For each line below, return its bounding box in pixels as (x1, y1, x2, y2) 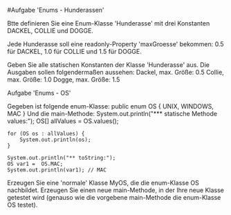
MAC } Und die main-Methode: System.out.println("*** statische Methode (7, 110, 218, 118)
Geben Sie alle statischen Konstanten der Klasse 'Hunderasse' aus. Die (7, 61, 210, 68)
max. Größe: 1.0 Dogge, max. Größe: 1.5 (7, 75, 120, 84)
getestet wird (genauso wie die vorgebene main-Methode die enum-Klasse (7, 194, 221, 201)
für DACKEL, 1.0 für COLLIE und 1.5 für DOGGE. (7, 48, 142, 55)
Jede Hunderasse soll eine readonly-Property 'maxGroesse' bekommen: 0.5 (7, 40, 224, 48)
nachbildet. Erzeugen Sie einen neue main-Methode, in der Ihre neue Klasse (7, 186, 225, 194)
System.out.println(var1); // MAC (7, 167, 107, 174)
